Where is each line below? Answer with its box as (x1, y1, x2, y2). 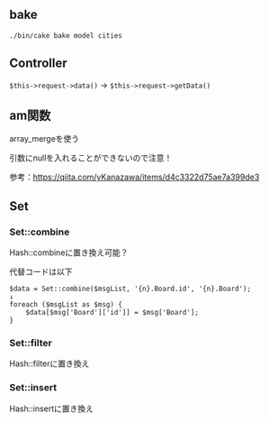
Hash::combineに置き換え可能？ (9, 247, 129, 258)
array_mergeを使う (9, 133, 80, 144)
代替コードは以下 (9, 266, 73, 278)
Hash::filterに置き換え (9, 358, 90, 369)
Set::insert (9, 381, 57, 394)
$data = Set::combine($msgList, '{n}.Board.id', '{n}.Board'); (9, 284, 252, 294)
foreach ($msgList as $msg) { (9, 300, 123, 309)
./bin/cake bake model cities (9, 31, 123, 40)
